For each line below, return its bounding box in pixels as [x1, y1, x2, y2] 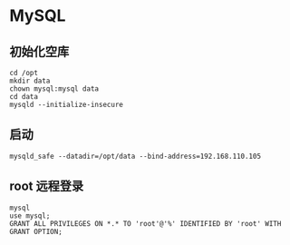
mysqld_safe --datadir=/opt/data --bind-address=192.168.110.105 [9, 152, 261, 161]
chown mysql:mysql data [9, 84, 100, 93]
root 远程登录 [9, 179, 84, 194]
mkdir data [9, 76, 51, 85]
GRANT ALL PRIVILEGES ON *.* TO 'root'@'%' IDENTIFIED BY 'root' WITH [9, 219, 282, 228]
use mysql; [9, 211, 51, 220]
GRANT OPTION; [9, 227, 63, 236]
